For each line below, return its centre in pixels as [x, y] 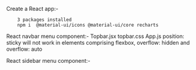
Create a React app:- [32, 9]
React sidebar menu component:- [49, 61]
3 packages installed [44, 20]
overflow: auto [24, 49]
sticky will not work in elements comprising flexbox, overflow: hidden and [98, 43]
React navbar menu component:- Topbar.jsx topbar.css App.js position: [95, 36]
